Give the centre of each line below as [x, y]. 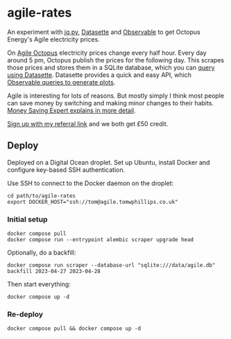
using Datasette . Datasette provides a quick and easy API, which [100, 75]
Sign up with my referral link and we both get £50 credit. [88, 123]
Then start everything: [39, 284]
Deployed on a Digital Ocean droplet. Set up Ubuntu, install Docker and [109, 162]
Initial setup [27, 219]
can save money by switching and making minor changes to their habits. [110, 103]
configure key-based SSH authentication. [66, 169]
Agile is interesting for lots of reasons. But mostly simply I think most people [115, 96]
